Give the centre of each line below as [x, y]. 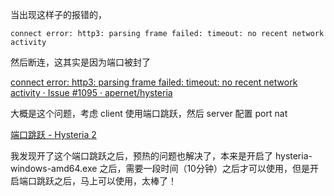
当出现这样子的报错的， [58, 14]
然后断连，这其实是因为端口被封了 [80, 62]
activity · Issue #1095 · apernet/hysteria [91, 92]
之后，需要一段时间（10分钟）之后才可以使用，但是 [204, 168]
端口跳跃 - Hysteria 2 [53, 134]
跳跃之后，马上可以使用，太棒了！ [106, 181]
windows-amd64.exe [54, 168]
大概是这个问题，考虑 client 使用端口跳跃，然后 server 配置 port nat [149, 113]
